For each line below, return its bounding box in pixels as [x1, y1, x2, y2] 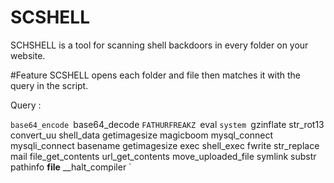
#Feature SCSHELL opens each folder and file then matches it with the [10, 69, 301, 81]
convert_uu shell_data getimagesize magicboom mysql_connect [10, 129, 274, 141]
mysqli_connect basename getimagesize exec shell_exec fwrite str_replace [10, 139, 320, 151]
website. [10, 49, 46, 61]
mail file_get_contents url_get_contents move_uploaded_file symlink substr [10, 150, 317, 162]
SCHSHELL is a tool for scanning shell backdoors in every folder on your [10, 39, 309, 51]
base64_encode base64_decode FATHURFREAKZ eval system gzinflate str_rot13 [10, 118, 325, 130]
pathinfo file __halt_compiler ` [10, 161, 132, 173]
